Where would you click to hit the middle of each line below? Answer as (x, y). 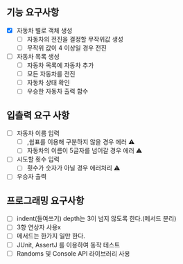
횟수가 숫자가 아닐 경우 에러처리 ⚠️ (73, 168)
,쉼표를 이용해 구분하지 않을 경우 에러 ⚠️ (81, 142)
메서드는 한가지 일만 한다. (51, 236)
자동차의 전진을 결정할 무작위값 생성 (75, 39)
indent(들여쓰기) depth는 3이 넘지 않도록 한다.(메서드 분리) (96, 219)
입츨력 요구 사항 (38, 115)
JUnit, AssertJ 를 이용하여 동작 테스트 (68, 245)
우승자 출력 (32, 177)
